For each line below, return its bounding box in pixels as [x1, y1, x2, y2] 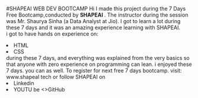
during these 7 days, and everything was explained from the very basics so [6, 55, 190, 61]
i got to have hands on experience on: [6, 30, 99, 37]
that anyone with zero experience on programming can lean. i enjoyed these [6, 61, 192, 68]
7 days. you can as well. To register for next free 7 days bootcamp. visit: [6, 67, 182, 74]
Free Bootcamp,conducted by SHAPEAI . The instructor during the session [6, 11, 189, 18]
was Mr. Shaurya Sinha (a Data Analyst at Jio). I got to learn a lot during [6, 18, 181, 24]
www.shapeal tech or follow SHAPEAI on [6, 74, 106, 80]
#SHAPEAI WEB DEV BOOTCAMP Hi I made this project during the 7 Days [6, 5, 186, 12]
